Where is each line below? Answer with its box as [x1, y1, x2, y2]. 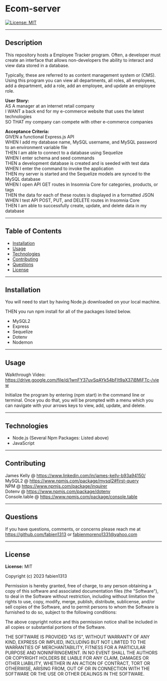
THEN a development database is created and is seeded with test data [5, 160, 150, 166]
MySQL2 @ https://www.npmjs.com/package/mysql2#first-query [5, 478, 139, 484]
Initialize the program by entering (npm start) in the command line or [5, 392, 145, 398]
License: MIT [5, 563, 33, 569]
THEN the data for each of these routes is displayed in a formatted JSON [5, 192, 154, 198]
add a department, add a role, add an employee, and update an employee [5, 83, 156, 89]
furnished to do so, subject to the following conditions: [5, 609, 117, 615]
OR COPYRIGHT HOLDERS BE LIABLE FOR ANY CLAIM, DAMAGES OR [5, 655, 149, 661]
